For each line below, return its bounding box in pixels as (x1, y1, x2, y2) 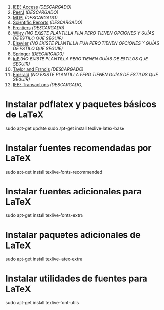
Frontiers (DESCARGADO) (12, 25, 65, 31)
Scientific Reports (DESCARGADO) (12, 19, 82, 25)
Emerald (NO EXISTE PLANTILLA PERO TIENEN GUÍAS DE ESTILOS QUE (12, 72, 158, 77)
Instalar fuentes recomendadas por (5, 142, 152, 154)
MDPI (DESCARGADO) (12, 15, 58, 20)
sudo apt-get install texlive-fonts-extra (5, 212, 83, 218)
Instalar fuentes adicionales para (5, 186, 142, 197)
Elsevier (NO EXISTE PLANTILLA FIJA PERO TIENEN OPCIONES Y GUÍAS (12, 40, 160, 46)
